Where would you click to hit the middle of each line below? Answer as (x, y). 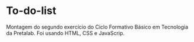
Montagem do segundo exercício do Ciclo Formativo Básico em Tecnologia (97, 27)
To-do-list (31, 11)
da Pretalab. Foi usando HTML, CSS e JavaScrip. (65, 33)
